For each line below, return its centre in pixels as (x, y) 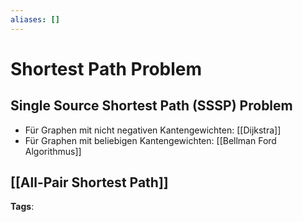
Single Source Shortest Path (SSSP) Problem (151, 106)
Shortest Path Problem (106, 68)
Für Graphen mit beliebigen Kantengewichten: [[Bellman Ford (150, 140)
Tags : (22, 207)
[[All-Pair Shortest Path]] (89, 182)
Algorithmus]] (53, 151)
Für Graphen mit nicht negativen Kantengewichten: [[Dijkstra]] (153, 130)
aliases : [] (35, 19)
